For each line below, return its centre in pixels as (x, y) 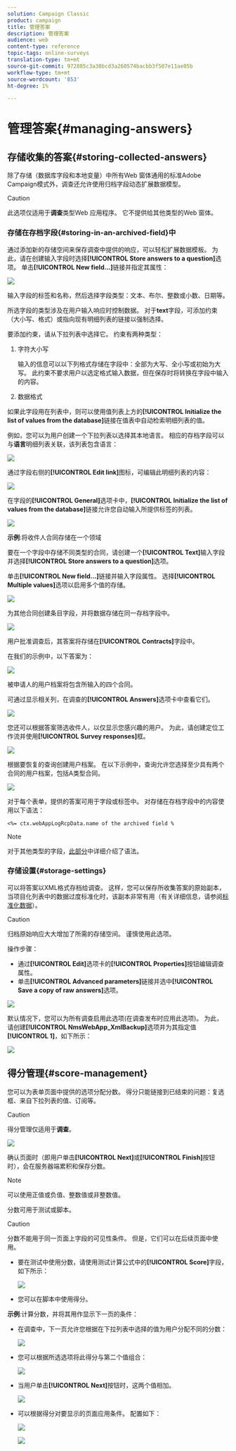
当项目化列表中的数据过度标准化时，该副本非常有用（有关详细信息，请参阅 (115, 896)
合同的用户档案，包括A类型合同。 (55, 773)
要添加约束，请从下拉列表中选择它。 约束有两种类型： (85, 334)
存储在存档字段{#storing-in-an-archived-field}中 (92, 233)
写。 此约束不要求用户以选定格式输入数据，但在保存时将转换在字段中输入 (123, 372)
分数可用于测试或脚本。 (41, 1210)
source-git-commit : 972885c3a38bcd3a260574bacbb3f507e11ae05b (100, 66)
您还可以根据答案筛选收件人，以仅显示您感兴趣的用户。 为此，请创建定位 (113, 727)
